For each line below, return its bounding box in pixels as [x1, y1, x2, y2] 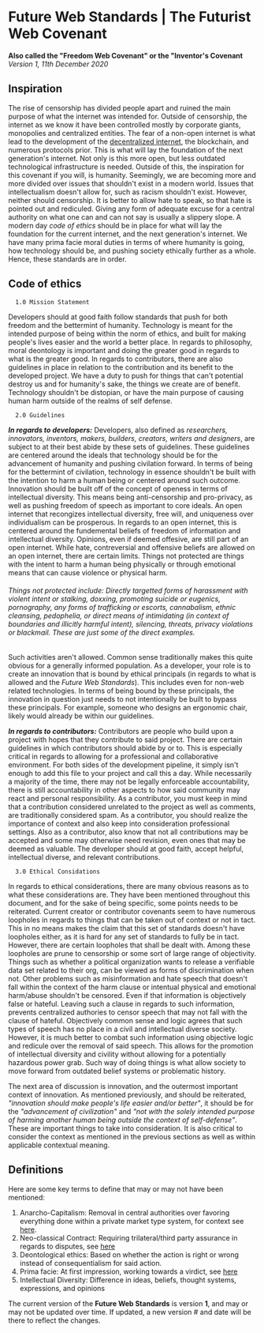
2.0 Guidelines [15, 411, 65, 419]
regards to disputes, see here [19, 1241, 116, 1251]
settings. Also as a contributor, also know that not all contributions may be [8, 827, 248, 837]
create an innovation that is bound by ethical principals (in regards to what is [8, 668, 257, 679]
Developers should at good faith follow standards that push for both [8, 312, 229, 322]
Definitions [8, 1163, 64, 1177]
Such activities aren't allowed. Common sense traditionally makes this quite [8, 652, 254, 661]
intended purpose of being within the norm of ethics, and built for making [8, 329, 247, 338]
